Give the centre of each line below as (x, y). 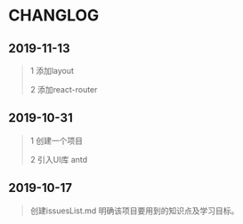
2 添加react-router (64, 89)
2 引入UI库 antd (59, 159)
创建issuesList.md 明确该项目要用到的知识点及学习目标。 (134, 211)
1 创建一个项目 (57, 140)
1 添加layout (52, 71)
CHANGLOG (54, 16)
